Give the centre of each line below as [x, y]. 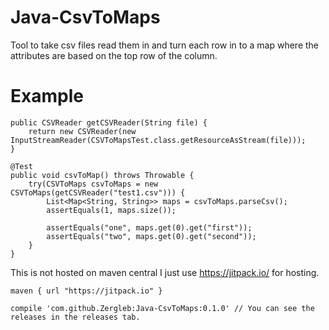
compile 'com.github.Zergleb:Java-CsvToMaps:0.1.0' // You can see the [162, 308]
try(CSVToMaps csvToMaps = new [93, 184]
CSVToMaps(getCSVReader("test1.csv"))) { [98, 192]
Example [47, 96]
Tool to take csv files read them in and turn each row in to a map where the [165, 45]
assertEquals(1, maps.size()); [111, 210]
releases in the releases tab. [75, 317]
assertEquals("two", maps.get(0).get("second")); [151, 236]
